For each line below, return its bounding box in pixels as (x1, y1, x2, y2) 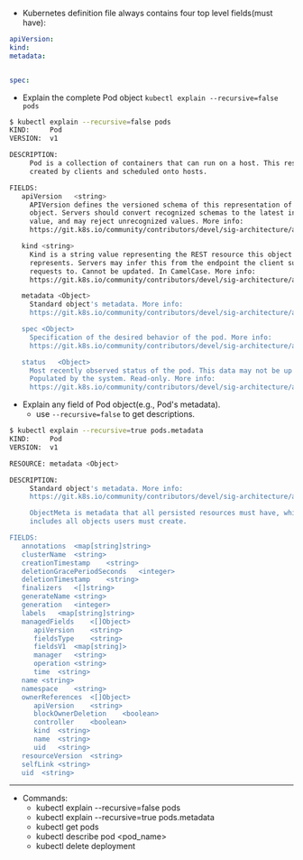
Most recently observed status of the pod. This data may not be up (29, 365, 293, 375)
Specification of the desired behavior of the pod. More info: (29, 333, 272, 342)
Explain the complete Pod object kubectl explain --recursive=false (22, 92, 279, 103)
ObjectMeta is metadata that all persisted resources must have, (29, 509, 280, 518)
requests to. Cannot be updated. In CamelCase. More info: (29, 266, 256, 276)
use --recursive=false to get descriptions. (35, 409, 196, 420)
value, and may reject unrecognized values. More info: (29, 217, 244, 227)
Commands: (22, 793, 69, 804)
